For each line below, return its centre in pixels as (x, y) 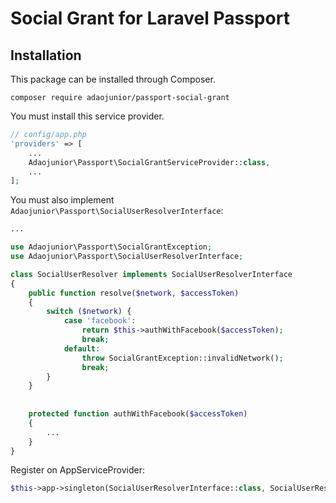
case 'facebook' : (100, 321)
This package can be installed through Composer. (113, 79)
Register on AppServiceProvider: (78, 470)
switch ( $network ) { (89, 312)
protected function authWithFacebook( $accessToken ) (138, 414)
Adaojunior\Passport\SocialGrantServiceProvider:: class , (149, 162)
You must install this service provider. (87, 116)
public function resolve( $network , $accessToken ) (134, 293)
